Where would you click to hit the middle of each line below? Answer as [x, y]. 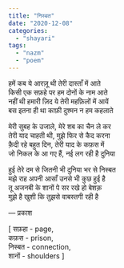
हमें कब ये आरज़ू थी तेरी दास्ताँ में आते [55, 83]
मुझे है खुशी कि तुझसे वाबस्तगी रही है [53, 197]
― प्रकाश [20, 213]
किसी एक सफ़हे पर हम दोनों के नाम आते [58, 92]
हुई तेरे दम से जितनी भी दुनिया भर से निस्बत [62, 169]
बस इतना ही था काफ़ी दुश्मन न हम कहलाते [61, 110]
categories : [28, 30]
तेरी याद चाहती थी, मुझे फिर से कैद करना [59, 135]
